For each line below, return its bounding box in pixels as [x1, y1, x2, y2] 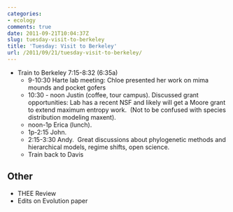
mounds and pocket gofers [27, 83, 106, 92]
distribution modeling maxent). [27, 113, 117, 121]
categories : [7, 10, 42, 17]
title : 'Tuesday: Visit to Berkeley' [7, 43, 118, 50]
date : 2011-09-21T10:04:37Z [7, 29, 90, 37]
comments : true [7, 23, 52, 30]
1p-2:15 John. [27, 127, 67, 136]
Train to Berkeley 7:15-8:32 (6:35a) [17, 68, 118, 77]
